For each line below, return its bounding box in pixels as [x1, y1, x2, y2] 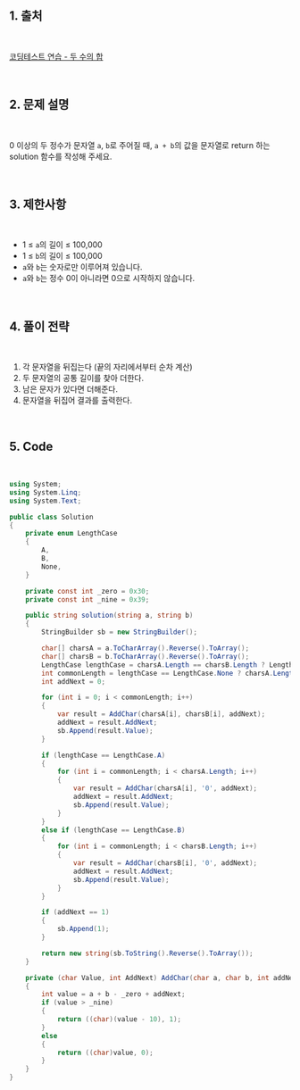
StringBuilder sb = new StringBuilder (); [41, 628, 198, 637]
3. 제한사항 [9, 197, 67, 212]
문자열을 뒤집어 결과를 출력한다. [21, 395, 132, 406]
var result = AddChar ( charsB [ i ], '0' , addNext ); [72, 859, 258, 868]
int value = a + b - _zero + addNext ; [41, 990, 186, 999]
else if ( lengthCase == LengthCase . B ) [41, 825, 186, 835]
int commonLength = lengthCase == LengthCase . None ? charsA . [41, 669, 274, 678]
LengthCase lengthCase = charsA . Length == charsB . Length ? [41, 660, 266, 670]
